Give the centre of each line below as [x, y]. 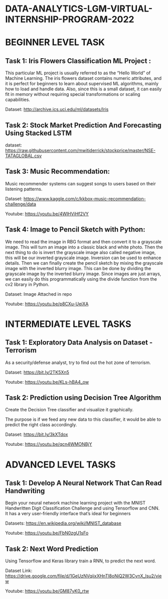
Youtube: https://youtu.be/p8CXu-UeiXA [47, 304]
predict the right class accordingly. [41, 425]
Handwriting [25, 491]
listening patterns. [24, 189]
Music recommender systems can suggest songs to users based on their [81, 183]
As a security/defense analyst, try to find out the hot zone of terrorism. [78, 363]
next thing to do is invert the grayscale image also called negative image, [80, 252]
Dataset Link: [19, 571]
